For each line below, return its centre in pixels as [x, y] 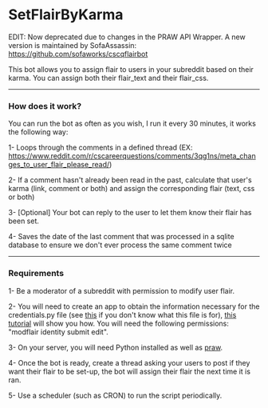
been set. [24, 221]
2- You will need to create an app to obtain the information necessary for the [134, 306]
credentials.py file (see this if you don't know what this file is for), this [122, 314]
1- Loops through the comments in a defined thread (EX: [100, 148]
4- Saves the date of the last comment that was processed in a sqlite [121, 237]
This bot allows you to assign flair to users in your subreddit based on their [131, 69]
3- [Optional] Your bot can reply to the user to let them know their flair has [130, 213]
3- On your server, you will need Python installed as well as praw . [116, 347]
